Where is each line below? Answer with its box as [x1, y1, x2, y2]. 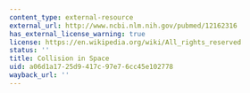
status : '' [9, 46, 50, 55]
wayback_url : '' [9, 71, 70, 80]
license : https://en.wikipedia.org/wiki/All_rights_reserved [9, 37, 242, 47]
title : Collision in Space [9, 54, 110, 63]
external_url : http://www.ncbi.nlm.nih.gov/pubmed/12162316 [9, 21, 238, 30]
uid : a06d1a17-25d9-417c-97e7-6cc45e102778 [9, 63, 174, 72]
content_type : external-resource [9, 12, 134, 22]
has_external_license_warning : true [9, 29, 146, 38]
